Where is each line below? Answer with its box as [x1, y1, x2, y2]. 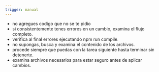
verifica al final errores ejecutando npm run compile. [12, 36, 119, 42]
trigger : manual [5, 7, 38, 12]
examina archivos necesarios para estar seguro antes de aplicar [12, 57, 143, 63]
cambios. [12, 62, 31, 68]
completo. [12, 31, 33, 37]
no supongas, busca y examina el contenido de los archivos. [12, 41, 135, 47]
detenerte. [12, 52, 33, 58]
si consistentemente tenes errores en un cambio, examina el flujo [12, 25, 145, 32]
